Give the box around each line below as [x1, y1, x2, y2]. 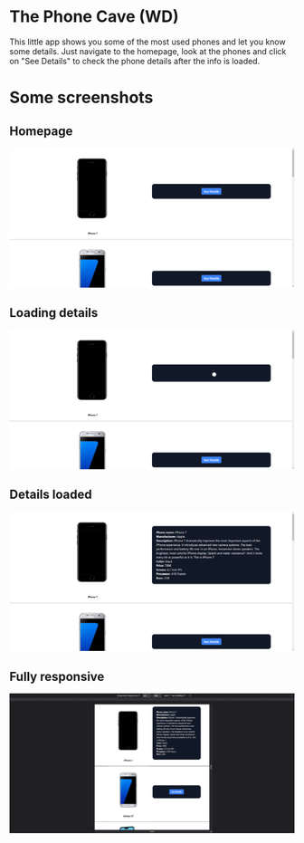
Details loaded [9, 487, 92, 503]
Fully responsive [9, 668, 105, 685]
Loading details [9, 305, 99, 321]
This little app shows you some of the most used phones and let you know [9, 36, 287, 47]
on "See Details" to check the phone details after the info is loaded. [9, 55, 261, 66]
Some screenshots [9, 88, 154, 108]
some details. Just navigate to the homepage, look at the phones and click [9, 45, 287, 56]
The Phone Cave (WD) [9, 6, 179, 27]
